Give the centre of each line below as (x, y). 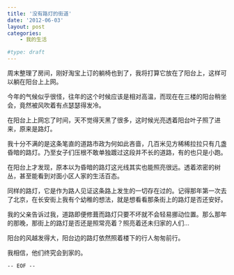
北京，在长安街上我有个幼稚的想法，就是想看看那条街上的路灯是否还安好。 (120, 199)
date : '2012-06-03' (36, 20)
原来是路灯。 (38, 129)
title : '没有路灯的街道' (39, 14)
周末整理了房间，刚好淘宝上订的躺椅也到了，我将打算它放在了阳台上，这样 (114, 73)
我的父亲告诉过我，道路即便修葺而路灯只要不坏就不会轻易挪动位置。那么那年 (117, 214)
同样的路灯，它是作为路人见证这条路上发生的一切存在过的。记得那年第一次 (114, 191)
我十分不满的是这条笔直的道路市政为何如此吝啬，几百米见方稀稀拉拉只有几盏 (117, 143)
